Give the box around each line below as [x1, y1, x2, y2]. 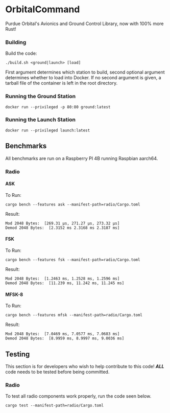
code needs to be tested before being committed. [5, 369, 110, 375]
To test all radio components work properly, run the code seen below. [5, 393, 152, 399]
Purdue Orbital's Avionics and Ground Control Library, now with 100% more [5, 20, 164, 27]
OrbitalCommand [5, 4, 80, 15]
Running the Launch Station [5, 116, 76, 123]
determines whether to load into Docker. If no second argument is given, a [5, 75, 162, 81]
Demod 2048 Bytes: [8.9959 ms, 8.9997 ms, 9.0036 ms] [5, 336, 125, 341]
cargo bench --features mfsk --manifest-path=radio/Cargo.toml [5, 313, 143, 318]
